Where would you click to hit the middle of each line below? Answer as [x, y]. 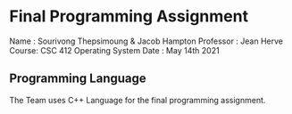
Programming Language [78, 79]
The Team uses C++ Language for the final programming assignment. [138, 100]
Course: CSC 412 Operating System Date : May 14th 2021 [115, 50]
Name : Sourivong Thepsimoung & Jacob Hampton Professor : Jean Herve [146, 41]
